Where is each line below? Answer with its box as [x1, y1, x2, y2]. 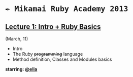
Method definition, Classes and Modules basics [12, 56, 112, 62]
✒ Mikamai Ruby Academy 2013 [5, 4, 128, 14]
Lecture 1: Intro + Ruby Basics [5, 22, 101, 31]
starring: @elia [5, 66, 38, 72]
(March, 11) [5, 36, 28, 42]
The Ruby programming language [12, 51, 83, 57]
